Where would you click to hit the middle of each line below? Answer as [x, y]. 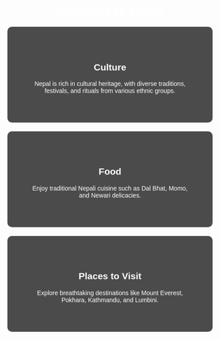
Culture [110, 67]
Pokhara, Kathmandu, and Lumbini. [110, 300]
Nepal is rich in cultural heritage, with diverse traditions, [110, 84]
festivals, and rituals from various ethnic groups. [110, 91]
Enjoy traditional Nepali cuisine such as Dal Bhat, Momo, [110, 188]
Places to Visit [110, 276]
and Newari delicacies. [110, 195]
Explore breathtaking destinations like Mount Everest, [110, 293]
